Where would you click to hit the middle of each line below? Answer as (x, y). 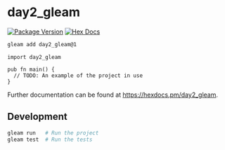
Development (38, 117)
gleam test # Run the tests (50, 139)
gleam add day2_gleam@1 (42, 44)
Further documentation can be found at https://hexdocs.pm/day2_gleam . (113, 95)
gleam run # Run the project (53, 133)
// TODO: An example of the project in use (78, 75)
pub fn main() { (31, 69)
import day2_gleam (34, 57)
